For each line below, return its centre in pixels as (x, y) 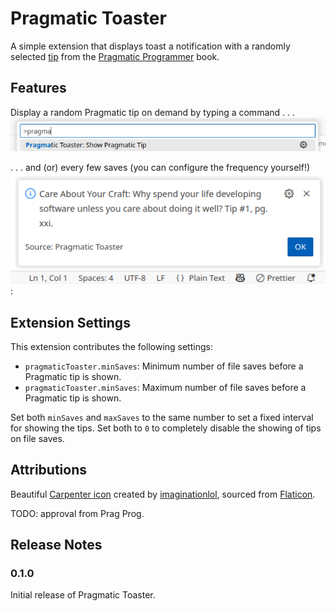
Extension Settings (70, 322)
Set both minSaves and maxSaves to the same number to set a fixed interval (162, 417)
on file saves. (37, 438)
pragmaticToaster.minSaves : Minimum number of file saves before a (164, 366)
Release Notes (56, 545)
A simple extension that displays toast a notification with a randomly (150, 46)
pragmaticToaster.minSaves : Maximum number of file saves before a (165, 387)
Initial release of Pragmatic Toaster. (83, 595)
